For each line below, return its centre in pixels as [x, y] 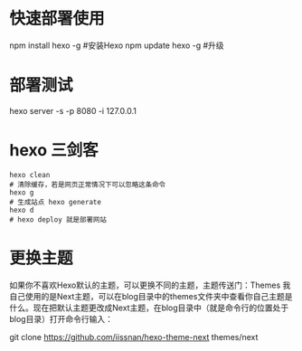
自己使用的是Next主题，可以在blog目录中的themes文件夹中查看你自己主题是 [151, 296]
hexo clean [30, 175]
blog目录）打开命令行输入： [61, 318]
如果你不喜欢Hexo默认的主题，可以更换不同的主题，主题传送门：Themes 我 [150, 285]
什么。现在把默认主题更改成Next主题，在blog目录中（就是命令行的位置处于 [149, 308]
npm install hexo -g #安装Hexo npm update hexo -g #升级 [117, 45]
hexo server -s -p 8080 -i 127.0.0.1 [73, 110]
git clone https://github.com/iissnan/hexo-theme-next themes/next [134, 337]
